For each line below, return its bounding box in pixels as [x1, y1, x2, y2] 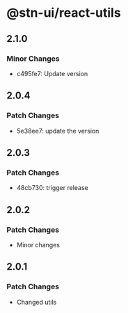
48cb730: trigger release [16, 184, 88, 192]
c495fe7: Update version [16, 69, 88, 78]
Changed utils [16, 298, 57, 306]
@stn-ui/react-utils [6, 5, 121, 21]
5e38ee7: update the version [16, 126, 99, 135]
